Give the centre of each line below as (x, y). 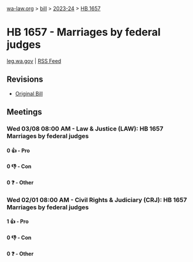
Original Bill (29, 93)
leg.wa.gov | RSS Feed (34, 61)
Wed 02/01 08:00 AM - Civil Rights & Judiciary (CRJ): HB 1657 (97, 200)
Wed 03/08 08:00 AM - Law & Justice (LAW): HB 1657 (85, 129)
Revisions (25, 80)
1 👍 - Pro (18, 221)
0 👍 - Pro (18, 150)
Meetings (25, 112)
